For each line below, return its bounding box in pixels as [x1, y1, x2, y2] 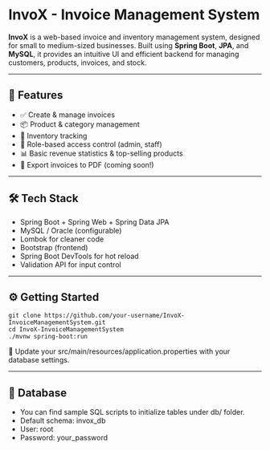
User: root [19, 424, 54, 434]
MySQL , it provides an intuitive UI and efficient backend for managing [8, 49, 239, 59]
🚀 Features [8, 88, 63, 102]
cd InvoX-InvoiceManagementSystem [8, 326, 125, 334]
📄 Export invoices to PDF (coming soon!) [19, 160, 154, 169]
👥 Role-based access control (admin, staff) [19, 139, 162, 149]
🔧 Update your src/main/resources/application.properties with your [8, 347, 231, 356]
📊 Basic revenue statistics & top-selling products [19, 148, 183, 158]
